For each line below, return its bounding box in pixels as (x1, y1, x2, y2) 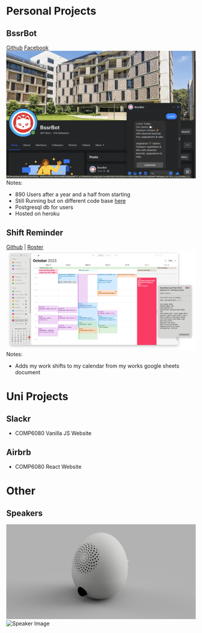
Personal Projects (6, 4, 97, 18)
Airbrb (6, 447, 31, 457)
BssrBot (6, 28, 37, 39)
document (14, 369, 41, 376)
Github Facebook (6, 44, 49, 51)
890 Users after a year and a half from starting (14, 191, 130, 198)
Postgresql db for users (14, 203, 73, 211)
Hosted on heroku (14, 210, 60, 217)
